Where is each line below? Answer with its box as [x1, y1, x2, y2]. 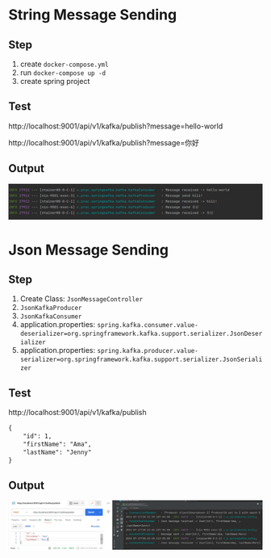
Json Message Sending [8, 241, 169, 259]
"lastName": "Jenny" [23, 448, 92, 457]
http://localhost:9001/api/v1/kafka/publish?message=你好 [8, 137, 199, 147]
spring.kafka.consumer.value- [96, 321, 199, 329]
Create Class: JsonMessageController [19, 294, 144, 304]
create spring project [19, 77, 90, 86]
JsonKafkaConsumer [19, 313, 82, 321]
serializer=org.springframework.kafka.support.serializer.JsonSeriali [19, 355, 263, 364]
